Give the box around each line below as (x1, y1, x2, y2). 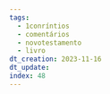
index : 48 (9, 72, 47, 81)
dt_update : (9, 64, 50, 73)
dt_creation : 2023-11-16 (9, 55, 102, 64)
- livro (17, 47, 47, 56)
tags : (9, 13, 30, 22)
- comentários (17, 30, 70, 38)
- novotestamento (17, 38, 82, 47)
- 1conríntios (17, 21, 70, 30)
